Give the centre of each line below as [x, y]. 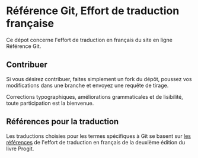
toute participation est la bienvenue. [50, 103]
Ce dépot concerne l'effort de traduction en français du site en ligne [90, 40]
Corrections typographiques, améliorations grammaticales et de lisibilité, [95, 96]
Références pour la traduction [63, 122]
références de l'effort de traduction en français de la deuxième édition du [96, 142]
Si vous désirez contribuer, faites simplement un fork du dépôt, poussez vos [99, 79]
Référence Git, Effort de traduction [93, 11]
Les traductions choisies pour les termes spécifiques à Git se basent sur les [99, 136]
